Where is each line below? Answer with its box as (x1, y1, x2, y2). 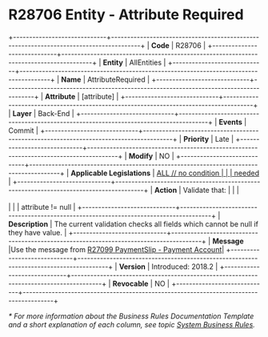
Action (154, 185, 178, 195)
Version (118, 262, 146, 271)
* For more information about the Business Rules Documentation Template (8, 311, 254, 321)
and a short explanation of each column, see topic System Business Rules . (8, 319, 256, 329)
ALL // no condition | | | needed (156, 168, 260, 178)
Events (218, 117, 242, 126)
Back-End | (38, 108, 74, 118)
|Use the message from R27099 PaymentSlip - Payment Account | (8, 244, 225, 254)
